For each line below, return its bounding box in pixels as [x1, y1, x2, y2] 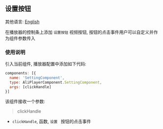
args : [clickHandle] [9, 84, 52, 90]
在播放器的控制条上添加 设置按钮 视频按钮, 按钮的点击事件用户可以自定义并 [5, 29, 154, 35]
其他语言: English [5, 19, 40, 25]
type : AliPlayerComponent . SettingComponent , [9, 80, 102, 85]
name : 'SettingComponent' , [9, 75, 65, 80]
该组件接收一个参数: [5, 98, 46, 104]
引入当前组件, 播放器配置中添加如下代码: [5, 61, 87, 67]
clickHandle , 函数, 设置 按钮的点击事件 [12, 119, 91, 125]
